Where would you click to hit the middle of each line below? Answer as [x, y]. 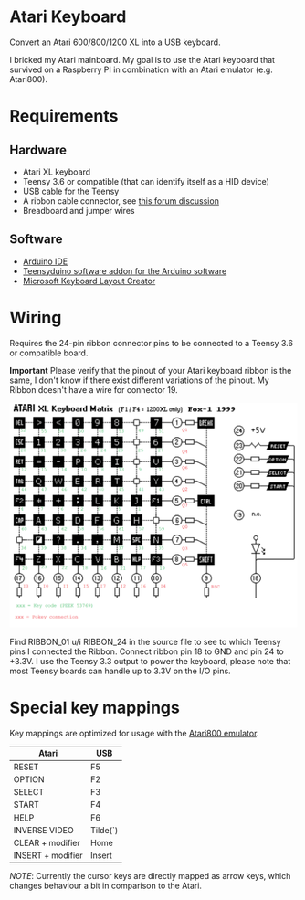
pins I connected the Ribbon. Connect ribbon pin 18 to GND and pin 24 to [147, 651]
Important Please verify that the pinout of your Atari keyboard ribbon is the [151, 370]
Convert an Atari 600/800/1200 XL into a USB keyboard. [115, 42]
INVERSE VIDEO [44, 830]
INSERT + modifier [48, 855]
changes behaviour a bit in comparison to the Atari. [106, 885]
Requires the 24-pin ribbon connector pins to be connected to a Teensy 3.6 [152, 343]
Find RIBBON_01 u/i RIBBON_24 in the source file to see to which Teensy [145, 641]
